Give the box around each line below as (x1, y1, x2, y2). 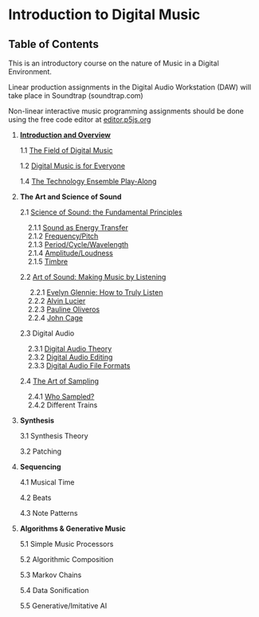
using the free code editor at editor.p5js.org (8, 115, 151, 124)
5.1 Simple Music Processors (19, 540, 114, 548)
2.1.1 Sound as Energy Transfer (27, 223, 129, 232)
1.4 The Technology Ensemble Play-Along (19, 177, 157, 186)
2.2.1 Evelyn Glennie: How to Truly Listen (29, 288, 163, 297)
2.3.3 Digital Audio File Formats (27, 361, 131, 370)
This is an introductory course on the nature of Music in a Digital (8, 58, 219, 68)
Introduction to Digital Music (8, 6, 201, 24)
